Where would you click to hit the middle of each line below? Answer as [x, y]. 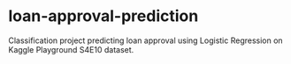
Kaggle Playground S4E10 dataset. [71, 49]
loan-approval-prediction [103, 16]
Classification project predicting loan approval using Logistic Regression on [146, 40]
